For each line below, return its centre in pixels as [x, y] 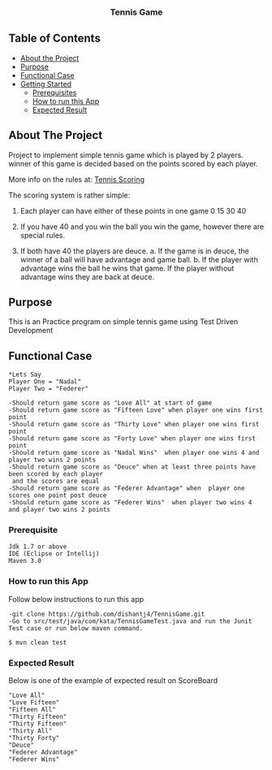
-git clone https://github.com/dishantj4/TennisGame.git [107, 614]
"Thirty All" [30, 731]
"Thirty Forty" [34, 738]
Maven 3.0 [25, 561]
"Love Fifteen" [34, 703]
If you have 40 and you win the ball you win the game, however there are [142, 227]
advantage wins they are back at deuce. [87, 277]
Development [31, 331]
